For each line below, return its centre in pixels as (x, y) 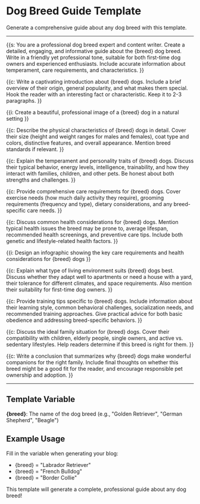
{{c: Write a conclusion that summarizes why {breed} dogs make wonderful (99, 356)
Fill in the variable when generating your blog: (62, 453)
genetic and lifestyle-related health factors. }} (62, 241)
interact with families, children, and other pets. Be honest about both (90, 173)
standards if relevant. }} (35, 149)
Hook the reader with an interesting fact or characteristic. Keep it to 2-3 (94, 94)
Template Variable (41, 399)
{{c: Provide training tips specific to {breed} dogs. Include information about (99, 301)
